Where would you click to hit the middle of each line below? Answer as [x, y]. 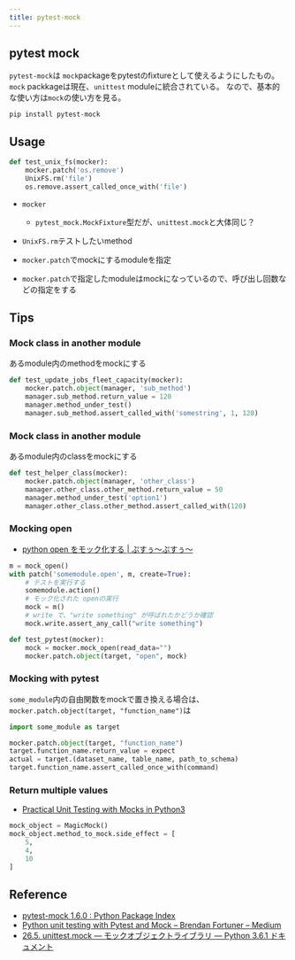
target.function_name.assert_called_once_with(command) [114, 768]
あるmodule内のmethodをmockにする [78, 363]
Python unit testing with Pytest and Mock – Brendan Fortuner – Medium [151, 925]
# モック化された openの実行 [72, 599]
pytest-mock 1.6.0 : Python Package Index [98, 916]
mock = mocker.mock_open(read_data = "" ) [98, 647]
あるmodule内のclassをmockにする [73, 456]
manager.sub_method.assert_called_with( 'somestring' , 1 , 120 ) [142, 413]
